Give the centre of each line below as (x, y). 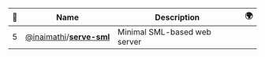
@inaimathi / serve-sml (67, 37)
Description (177, 17)
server (129, 42)
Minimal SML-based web (164, 32)
